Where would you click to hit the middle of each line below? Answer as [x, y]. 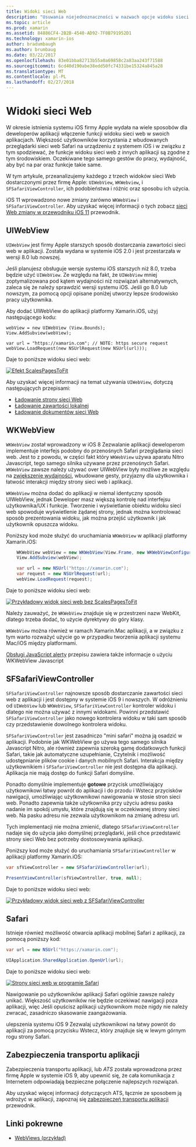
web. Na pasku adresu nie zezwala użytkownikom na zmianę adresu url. [93, 815]
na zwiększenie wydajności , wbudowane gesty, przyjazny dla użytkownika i [97, 475]
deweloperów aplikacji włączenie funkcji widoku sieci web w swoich [88, 133]
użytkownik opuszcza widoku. [42, 524]
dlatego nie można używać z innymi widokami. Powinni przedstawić [87, 712]
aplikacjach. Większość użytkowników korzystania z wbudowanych [87, 140]
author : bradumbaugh [31, 44]
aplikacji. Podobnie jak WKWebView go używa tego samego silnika [86, 741]
